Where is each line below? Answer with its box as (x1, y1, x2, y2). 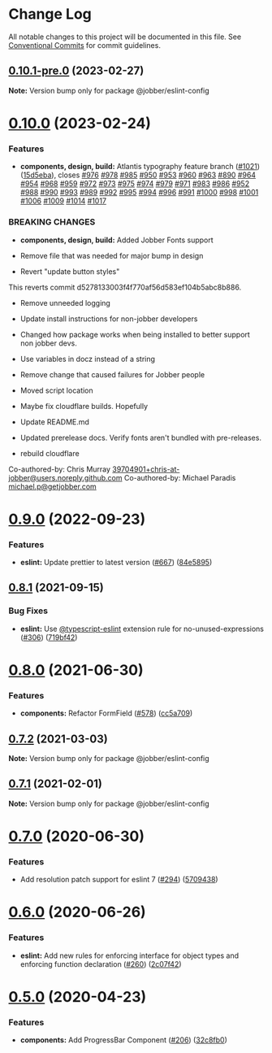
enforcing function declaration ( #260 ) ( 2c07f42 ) (19, 959, 182, 968)
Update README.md (19, 416, 89, 427)
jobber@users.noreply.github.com (8, 472, 123, 482)
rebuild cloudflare (19, 448, 80, 458)
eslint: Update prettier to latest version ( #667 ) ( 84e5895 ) (19, 558, 213, 568)
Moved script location (19, 385, 93, 395)
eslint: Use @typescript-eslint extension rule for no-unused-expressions (19, 624, 264, 633)
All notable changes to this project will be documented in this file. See (8, 32, 242, 41)
